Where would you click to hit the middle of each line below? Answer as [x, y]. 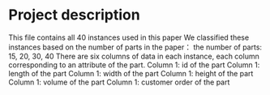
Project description [74, 15]
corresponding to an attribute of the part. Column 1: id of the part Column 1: [134, 65]
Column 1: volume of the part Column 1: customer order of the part [119, 82]
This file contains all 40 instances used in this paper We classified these [129, 37]
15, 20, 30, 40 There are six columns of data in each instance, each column [134, 56]
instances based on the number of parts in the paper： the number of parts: [135, 47]
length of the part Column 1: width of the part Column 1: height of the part [131, 73]
